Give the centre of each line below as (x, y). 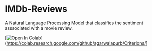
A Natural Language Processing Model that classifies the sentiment (74, 23)
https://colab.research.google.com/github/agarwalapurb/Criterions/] (77, 43)
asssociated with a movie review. (39, 28)
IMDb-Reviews (36, 9)
